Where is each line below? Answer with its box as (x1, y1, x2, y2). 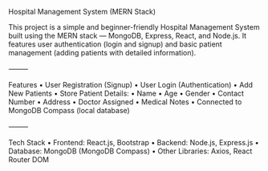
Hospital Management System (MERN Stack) (8, 7, 156, 16)
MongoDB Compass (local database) (8, 106, 130, 115)
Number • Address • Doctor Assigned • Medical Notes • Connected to (8, 97, 242, 107)
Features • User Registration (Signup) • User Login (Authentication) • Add (8, 80, 254, 89)
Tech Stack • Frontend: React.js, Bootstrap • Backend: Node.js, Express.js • (8, 138, 259, 147)
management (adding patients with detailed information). (8, 48, 197, 57)
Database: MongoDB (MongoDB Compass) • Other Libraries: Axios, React (8, 146, 253, 156)
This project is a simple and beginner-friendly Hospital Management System (8, 22, 260, 31)
